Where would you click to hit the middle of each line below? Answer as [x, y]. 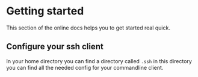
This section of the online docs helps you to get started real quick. [88, 28]
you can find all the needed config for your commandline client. [85, 67]
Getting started [45, 11]
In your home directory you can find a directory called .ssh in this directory [99, 61]
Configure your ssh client [55, 47]
